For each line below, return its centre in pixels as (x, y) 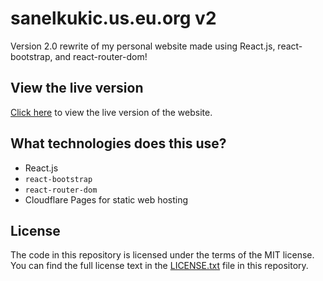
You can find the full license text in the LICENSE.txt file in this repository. (159, 266)
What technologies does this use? (118, 143)
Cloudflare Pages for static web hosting (106, 199)
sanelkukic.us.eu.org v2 (113, 18)
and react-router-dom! (101, 56)
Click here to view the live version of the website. (111, 112)
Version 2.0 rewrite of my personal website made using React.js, (143, 46)
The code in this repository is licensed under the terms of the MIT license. (162, 255)
